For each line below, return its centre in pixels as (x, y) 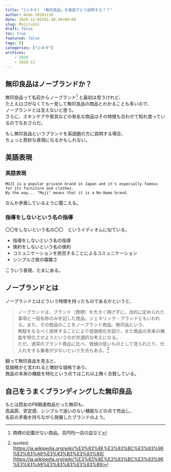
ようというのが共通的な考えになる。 (82, 337)
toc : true (16, 34)
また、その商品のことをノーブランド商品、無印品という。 (87, 324)
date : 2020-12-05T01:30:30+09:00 (41, 19)
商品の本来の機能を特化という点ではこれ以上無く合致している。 (72, 374)
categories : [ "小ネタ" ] (29, 48)
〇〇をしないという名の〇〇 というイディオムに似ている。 (67, 229)
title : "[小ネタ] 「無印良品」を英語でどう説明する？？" (59, 10)
